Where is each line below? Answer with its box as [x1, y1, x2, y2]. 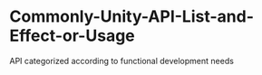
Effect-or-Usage [9, 25, 136, 46]
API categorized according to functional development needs [9, 55, 234, 66]
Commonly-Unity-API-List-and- [9, 6, 255, 27]
